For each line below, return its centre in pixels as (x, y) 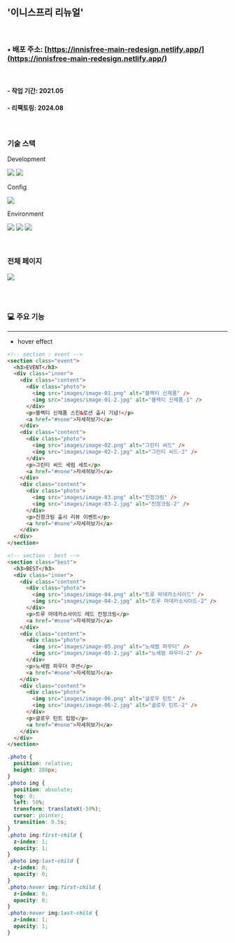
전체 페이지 (25, 261)
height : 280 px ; (36, 770)
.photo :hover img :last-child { (53, 913)
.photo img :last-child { (43, 861)
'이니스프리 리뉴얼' (45, 13)
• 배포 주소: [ (27, 49)
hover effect (35, 341)
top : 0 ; (25, 796)
